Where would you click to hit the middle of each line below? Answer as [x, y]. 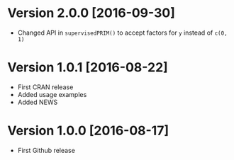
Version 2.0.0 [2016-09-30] [91, 13]
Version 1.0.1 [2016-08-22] [88, 68]
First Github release [46, 150]
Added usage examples [52, 94]
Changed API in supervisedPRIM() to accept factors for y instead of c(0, [123, 33]
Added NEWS [38, 102]
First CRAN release [45, 87]
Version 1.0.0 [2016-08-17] [88, 131]
